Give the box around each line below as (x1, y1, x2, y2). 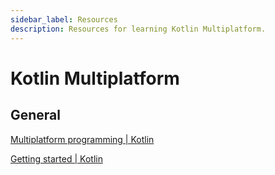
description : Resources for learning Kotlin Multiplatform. (10, 24, 267, 34)
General (10, 107, 62, 124)
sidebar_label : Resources (10, 14, 118, 25)
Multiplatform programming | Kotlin (10, 133, 155, 145)
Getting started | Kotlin (10, 152, 103, 165)
